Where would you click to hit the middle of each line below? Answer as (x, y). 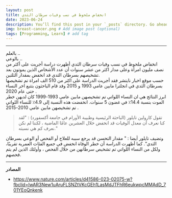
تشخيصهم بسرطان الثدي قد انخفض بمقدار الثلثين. (53, 75)
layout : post (20, 10)
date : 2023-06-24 (24, 19)
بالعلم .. (13, 53)
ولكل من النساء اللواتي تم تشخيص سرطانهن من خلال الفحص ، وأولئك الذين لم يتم (83, 149)
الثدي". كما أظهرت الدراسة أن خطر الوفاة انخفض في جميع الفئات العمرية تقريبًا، (81, 144)
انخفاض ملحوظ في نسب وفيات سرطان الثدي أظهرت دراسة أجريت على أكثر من (82, 64)
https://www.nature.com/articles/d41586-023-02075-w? (73, 179)
